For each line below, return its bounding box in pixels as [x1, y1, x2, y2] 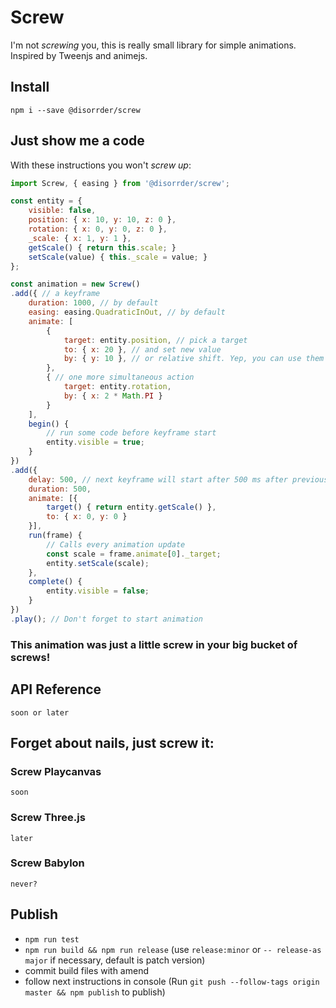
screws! [10, 650, 51, 664]
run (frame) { [28, 531, 83, 541]
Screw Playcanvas [10, 764, 102, 778]
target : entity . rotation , [63, 382, 172, 392]
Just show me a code [10, 132, 145, 150]
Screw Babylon [10, 856, 85, 870]
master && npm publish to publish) [24, 986, 166, 998]
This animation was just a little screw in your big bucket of [10, 637, 298, 651]
